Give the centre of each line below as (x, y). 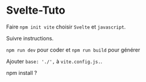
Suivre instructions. (30, 38)
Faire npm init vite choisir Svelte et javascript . (66, 27)
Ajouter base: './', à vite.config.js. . (54, 61)
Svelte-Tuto (36, 10)
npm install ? (22, 72)
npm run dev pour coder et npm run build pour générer (73, 50)
